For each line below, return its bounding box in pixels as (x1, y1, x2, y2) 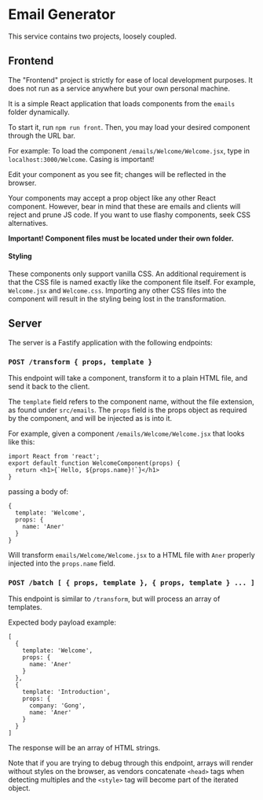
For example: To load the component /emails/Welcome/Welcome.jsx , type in (8, 146, 250, 155)
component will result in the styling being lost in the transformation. (8, 293, 226, 304)
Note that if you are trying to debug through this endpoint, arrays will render (8, 758, 254, 768)
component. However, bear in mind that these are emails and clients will (8, 201, 241, 211)
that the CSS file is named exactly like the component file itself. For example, (8, 277, 256, 286)
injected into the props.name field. (8, 559, 115, 568)
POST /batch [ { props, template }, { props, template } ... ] (8, 578, 255, 587)
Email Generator (8, 6, 116, 24)
